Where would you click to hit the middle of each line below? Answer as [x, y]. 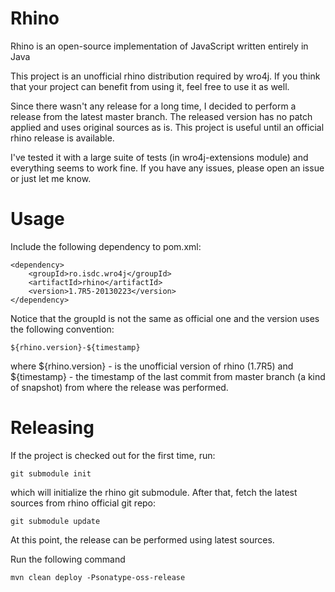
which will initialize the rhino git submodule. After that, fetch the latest [154, 492]
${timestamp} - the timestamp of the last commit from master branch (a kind [168, 376]
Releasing [52, 428]
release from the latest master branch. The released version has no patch [161, 116]
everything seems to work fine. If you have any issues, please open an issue [167, 168]
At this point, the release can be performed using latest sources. [142, 539]
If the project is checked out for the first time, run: [113, 455]
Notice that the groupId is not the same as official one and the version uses [165, 318]
